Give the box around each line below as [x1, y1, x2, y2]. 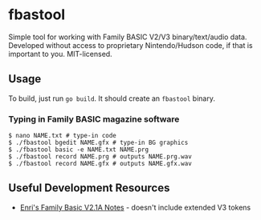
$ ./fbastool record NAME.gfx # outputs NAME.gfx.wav [8, 160, 193, 168]
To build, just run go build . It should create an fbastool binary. [8, 94, 215, 103]
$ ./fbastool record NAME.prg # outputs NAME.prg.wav [8, 153, 193, 161]
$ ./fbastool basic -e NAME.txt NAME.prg [8, 146, 149, 154]
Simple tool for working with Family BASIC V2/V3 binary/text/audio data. [8, 32, 247, 42]
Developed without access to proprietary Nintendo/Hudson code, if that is [8, 40, 253, 50]
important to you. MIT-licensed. [8, 49, 112, 58]
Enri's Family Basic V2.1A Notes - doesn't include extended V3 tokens [19, 202, 251, 212]
